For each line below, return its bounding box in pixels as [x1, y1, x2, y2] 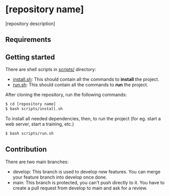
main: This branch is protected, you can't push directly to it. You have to [12, 179, 165, 185]
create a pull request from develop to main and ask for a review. [12, 185, 147, 191]
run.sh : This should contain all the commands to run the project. [12, 82, 148, 88]
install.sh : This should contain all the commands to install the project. [12, 76, 160, 82]
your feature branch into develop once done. [12, 174, 108, 180]
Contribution [5, 145, 47, 154]
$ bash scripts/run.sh [5, 130, 54, 136]
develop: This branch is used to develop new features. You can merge [12, 168, 161, 175]
